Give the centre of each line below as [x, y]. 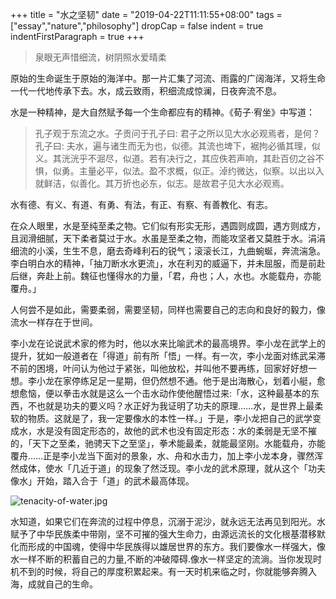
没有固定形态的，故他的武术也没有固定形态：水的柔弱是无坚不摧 [185, 431]
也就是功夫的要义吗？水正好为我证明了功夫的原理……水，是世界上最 [175, 406]
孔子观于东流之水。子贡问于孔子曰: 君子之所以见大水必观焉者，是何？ [177, 133]
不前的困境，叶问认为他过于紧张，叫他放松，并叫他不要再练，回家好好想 [159, 368]
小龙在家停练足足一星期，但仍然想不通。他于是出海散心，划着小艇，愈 [181, 381]
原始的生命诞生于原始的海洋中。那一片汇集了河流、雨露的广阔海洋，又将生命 [168, 78]
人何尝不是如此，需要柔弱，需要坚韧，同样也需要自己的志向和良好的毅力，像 [168, 309]
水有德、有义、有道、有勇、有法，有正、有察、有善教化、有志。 [141, 204]
